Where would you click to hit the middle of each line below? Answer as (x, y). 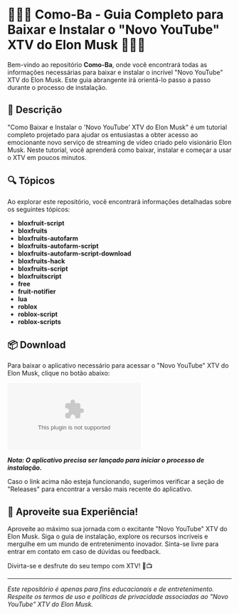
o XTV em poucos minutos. (47, 157)
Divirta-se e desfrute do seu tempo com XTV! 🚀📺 (80, 566)
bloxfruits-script (43, 268)
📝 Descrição (35, 110)
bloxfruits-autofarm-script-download (74, 253)
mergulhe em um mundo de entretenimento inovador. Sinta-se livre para (113, 544)
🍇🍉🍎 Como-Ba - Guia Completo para (116, 15)
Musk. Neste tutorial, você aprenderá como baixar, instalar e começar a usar (119, 150)
